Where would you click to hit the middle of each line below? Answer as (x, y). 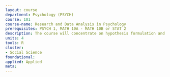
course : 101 (18, 19)
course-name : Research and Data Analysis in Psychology (66, 24)
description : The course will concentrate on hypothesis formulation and (85, 33)
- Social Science (24, 52)
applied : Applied (24, 62)
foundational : (20, 57)
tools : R (15, 43)
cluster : (15, 48)
